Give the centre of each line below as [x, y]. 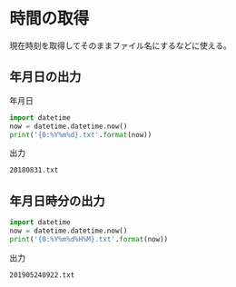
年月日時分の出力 [57, 201]
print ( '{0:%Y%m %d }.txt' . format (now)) [81, 134]
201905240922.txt [42, 275]
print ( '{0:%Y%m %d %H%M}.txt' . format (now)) [89, 239]
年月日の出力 [45, 77]
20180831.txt [34, 170]
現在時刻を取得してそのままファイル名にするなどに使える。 [120, 45]
